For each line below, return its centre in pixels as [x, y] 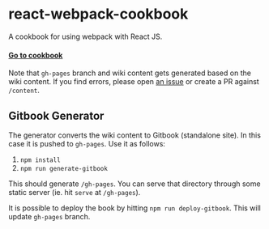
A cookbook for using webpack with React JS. [85, 36]
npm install [40, 160]
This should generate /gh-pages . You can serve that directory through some [134, 184]
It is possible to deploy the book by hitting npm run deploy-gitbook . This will [134, 208]
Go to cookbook [36, 55]
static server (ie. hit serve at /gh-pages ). [75, 192]
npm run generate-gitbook [64, 168]
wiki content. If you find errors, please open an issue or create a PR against [134, 82]
